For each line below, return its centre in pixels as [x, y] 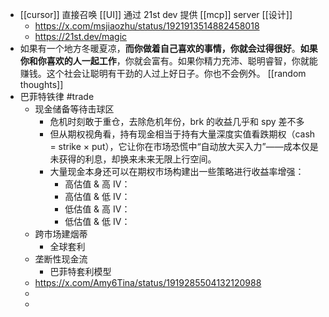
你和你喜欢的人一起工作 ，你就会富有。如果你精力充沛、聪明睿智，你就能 [168, 61]
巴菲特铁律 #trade [57, 96]
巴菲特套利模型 [80, 271]
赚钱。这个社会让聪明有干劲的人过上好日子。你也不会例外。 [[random [163, 73]
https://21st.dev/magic [81, 36]
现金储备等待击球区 [74, 109]
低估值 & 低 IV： [97, 221]
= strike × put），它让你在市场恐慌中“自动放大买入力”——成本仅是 [184, 146]
